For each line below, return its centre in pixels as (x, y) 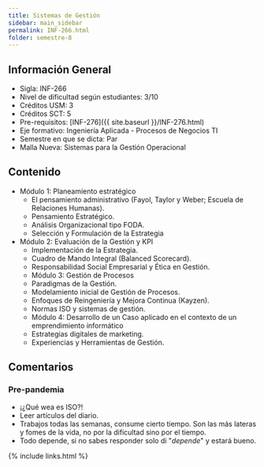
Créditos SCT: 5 (45, 114)
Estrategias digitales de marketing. (87, 333)
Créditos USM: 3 (46, 105)
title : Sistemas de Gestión (54, 15)
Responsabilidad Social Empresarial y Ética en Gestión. (121, 266)
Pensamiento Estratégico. (73, 216)
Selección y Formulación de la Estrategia (97, 233)
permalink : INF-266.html (49, 30)
